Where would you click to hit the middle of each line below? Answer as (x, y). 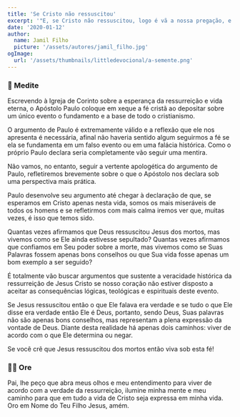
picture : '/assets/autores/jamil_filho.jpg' (81, 47)
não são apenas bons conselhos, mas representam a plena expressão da (115, 320)
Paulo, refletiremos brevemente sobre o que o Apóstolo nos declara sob (113, 174)
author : (19, 34)
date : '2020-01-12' (36, 27)
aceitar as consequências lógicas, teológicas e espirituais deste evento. (113, 291)
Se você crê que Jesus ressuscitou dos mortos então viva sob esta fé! (111, 349)
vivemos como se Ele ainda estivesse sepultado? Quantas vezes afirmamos (119, 240)
